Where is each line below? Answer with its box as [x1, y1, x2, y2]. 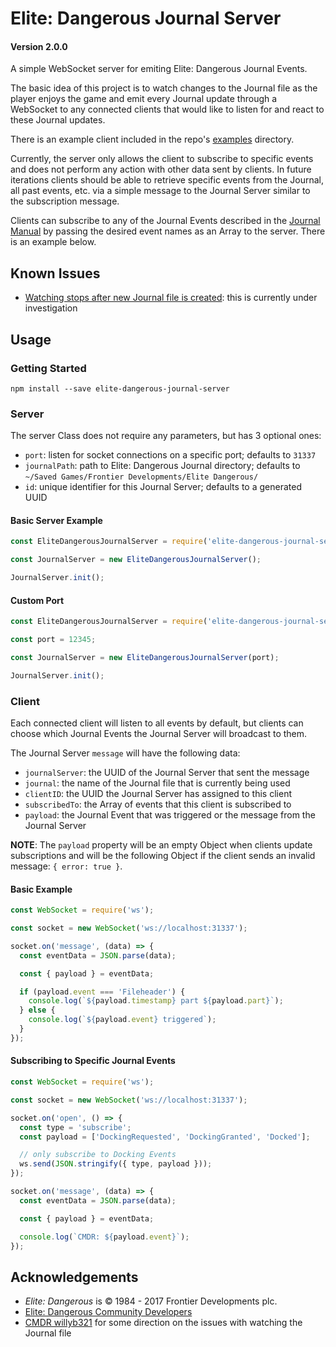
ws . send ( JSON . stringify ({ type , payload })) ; [19, 1159, 213, 1169]
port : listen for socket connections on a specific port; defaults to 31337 [24, 449, 317, 461]
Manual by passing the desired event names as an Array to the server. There [10, 225, 326, 237]
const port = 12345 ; [10, 635, 97, 645]
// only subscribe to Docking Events [19, 1150, 177, 1160]
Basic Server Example [10, 514, 103, 526]
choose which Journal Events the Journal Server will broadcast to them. [10, 728, 308, 740]
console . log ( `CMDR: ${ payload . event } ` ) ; [19, 1232, 190, 1242]
